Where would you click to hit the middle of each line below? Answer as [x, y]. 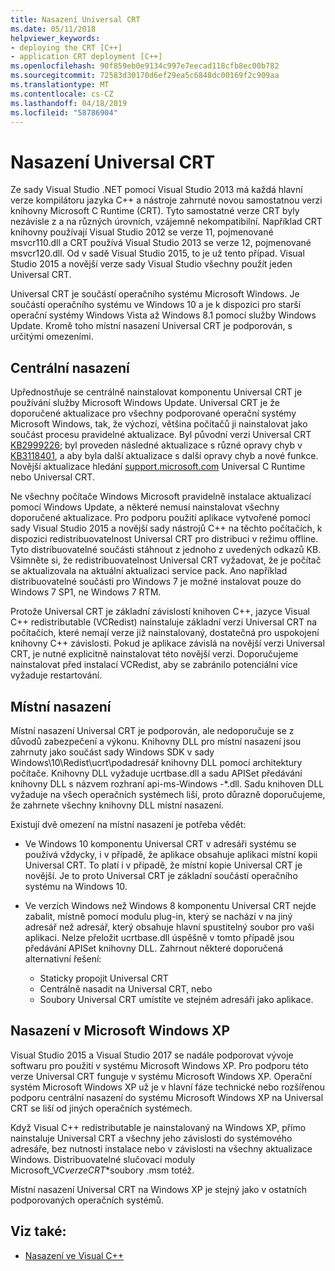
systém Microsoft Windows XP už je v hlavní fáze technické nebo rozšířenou [168, 1087]
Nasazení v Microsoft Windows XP [120, 1031]
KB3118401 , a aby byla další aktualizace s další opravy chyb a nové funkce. [164, 456]
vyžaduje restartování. [56, 675]
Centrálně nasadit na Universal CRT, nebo [126, 988]
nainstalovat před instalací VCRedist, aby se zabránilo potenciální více [154, 665]
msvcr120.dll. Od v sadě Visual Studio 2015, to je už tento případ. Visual [157, 253]
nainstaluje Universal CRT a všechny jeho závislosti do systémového [151, 1138]
